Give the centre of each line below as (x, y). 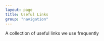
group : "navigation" (27, 19)
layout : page (19, 10)
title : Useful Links (27, 14)
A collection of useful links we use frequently (52, 33)
